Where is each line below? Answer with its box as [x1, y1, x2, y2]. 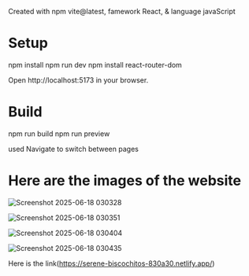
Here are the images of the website [8, 172, 242, 190]
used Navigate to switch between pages [8, 144, 139, 153]
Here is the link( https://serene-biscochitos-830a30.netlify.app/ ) [8, 259, 215, 268]
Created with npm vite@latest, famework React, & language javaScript [8, 7, 236, 16]
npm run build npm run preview [8, 129, 110, 138]
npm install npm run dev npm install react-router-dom [8, 60, 183, 69]
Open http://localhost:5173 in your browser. [8, 75, 149, 85]
